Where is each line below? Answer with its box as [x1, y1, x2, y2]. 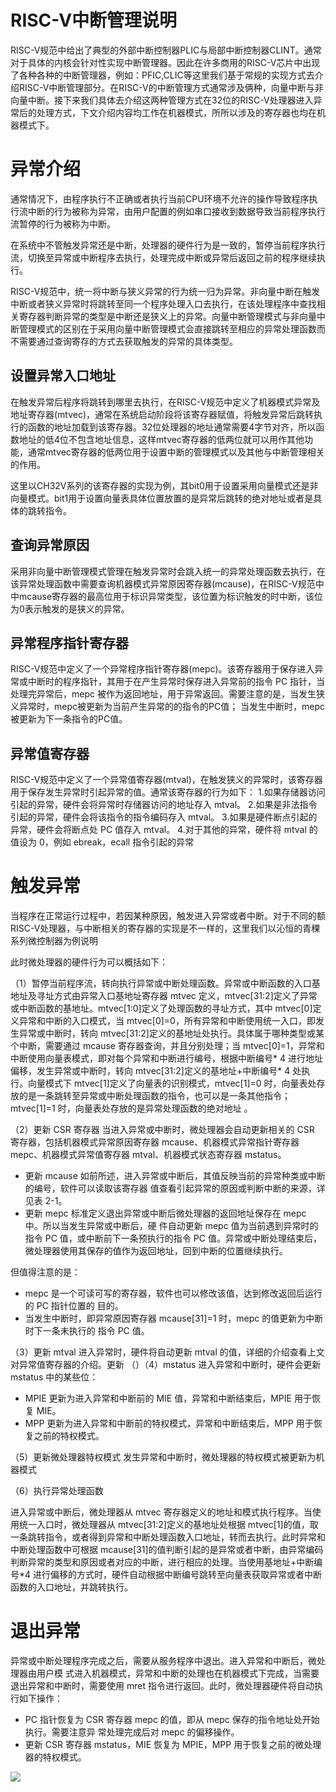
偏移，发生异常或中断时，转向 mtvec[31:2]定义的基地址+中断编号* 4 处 [10, 1065, 302, 1077]
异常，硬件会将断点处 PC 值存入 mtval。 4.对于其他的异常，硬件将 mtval [10, 824, 307, 836]
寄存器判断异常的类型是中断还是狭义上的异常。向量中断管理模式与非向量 [18, 310, 317, 322]
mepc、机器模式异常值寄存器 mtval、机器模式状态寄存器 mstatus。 [10, 1149, 287, 1161]
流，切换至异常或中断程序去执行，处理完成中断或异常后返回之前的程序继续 [10, 251, 317, 263]
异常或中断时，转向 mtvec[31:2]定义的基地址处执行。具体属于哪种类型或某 [18, 1027, 325, 1040]
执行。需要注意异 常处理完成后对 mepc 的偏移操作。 [24, 1726, 240, 1738]
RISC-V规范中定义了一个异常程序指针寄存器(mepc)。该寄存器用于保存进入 [10, 663, 315, 675]
